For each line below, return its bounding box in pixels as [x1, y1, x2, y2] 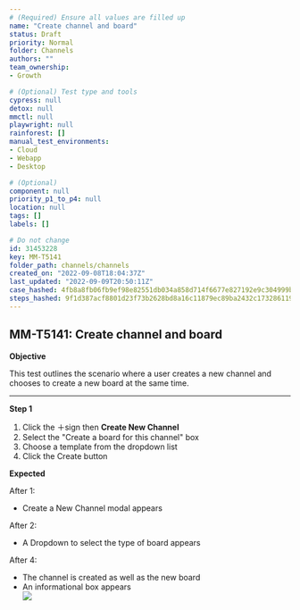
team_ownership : [9, 63, 70, 72]
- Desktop [9, 162, 46, 171]
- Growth [9, 71, 42, 80]
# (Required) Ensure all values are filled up [9, 13, 186, 22]
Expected [9, 468, 46, 479]
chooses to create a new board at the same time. [9, 377, 189, 389]
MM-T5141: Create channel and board [9, 327, 223, 342]
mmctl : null [9, 113, 54, 121]
